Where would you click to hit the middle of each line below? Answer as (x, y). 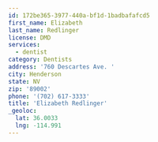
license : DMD (30, 37)
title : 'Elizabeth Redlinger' (58, 103)
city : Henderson (35, 74)
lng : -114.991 (38, 125)
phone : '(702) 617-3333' (49, 96)
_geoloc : (23, 111)
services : (24, 45)
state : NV (24, 81)
